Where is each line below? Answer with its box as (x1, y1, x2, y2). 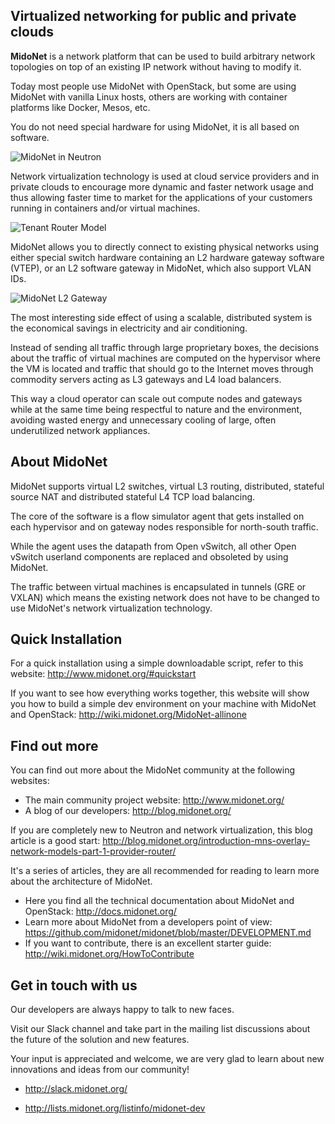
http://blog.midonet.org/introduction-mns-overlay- (102, 835, 311, 847)
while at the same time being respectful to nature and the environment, (10, 403, 303, 415)
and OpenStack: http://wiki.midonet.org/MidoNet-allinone (10, 709, 247, 721)
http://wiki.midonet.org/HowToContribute (24, 948, 195, 960)
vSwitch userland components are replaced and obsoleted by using (10, 550, 289, 563)
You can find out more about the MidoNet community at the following (10, 764, 296, 776)
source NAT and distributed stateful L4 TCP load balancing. (10, 490, 256, 503)
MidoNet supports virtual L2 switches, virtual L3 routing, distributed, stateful (10, 480, 325, 492)
